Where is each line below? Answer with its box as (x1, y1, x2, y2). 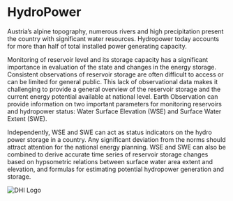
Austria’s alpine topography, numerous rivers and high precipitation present (7, 27, 224, 35)
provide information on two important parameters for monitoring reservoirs (7, 99, 222, 108)
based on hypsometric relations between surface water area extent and (7, 157, 213, 166)
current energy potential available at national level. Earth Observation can (7, 92, 218, 101)
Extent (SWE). (7, 114, 47, 122)
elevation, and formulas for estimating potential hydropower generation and (7, 165, 225, 173)
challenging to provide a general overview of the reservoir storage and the (7, 85, 221, 93)
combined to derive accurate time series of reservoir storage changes (7, 150, 209, 159)
